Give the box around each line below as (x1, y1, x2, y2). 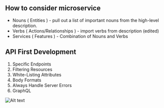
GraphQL (12, 87, 31, 93)
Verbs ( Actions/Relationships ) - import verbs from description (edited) (12, 27, 160, 34)
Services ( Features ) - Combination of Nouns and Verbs (12, 33, 128, 39)
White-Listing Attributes (12, 71, 61, 77)
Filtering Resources (12, 66, 52, 72)
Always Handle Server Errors (12, 82, 72, 88)
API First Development (5, 47, 76, 56)
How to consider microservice (5, 4, 101, 12)
